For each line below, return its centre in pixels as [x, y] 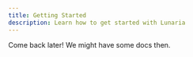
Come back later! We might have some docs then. [89, 45]
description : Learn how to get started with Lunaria [97, 23]
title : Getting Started [47, 15]
